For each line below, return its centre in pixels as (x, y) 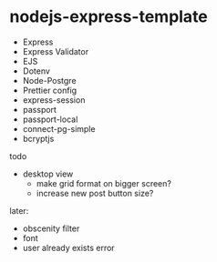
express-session (54, 100)
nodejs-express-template (108, 17)
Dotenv (36, 71)
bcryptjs (38, 138)
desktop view (48, 174)
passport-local (50, 119)
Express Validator (56, 51)
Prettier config (50, 90)
